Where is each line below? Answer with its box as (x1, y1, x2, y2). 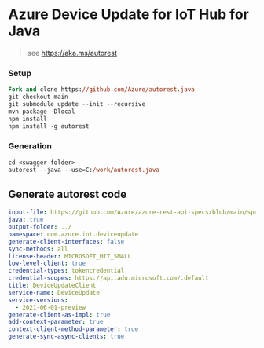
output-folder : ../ (8, 223, 72, 231)
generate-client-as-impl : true (8, 310, 111, 319)
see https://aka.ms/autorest (27, 48, 118, 57)
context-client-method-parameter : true (8, 325, 139, 333)
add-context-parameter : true (8, 318, 104, 326)
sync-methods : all (8, 245, 68, 253)
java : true (8, 216, 44, 224)
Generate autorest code (8, 187, 127, 201)
